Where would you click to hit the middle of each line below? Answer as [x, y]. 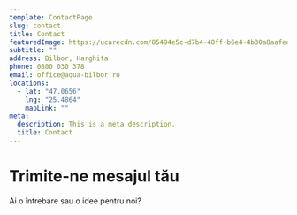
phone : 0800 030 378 [47, 67]
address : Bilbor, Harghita [59, 58]
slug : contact [35, 26]
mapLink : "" [47, 108]
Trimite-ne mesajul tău [94, 177]
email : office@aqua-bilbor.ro [65, 75]
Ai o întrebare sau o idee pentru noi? [75, 201]
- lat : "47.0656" [49, 91]
